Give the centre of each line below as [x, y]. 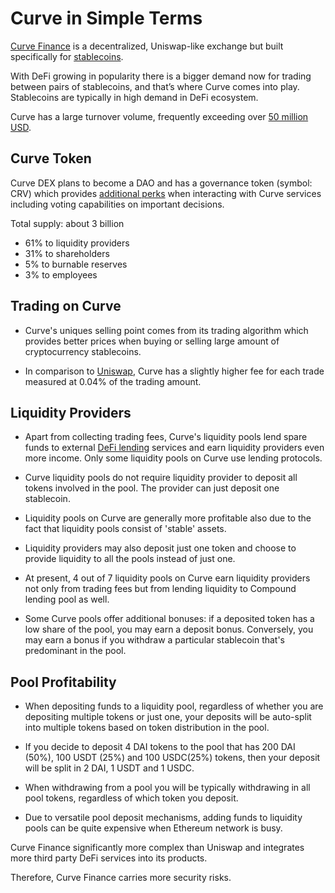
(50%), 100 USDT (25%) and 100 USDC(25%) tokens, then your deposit [172, 758]
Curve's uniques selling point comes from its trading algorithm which [166, 330]
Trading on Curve [66, 306]
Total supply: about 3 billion [67, 223]
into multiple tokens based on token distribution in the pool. [147, 728]
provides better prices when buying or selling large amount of [152, 341]
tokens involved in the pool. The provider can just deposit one [152, 488]
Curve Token [51, 158]
